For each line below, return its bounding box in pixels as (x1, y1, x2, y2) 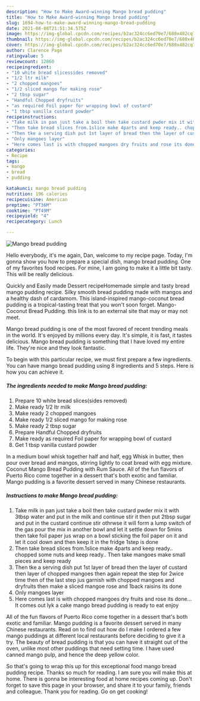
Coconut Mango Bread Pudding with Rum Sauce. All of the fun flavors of (6, 465, 184, 472)
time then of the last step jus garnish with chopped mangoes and (14, 576, 174, 583)
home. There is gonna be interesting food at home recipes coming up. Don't (6, 675, 192, 682)
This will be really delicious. (6, 271, 74, 277)
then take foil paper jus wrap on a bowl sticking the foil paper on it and (14, 532, 188, 539)
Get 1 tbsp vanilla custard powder (14, 441, 97, 448)
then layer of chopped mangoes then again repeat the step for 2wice (14, 569, 184, 577)
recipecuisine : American (6, 196, 68, 202)
